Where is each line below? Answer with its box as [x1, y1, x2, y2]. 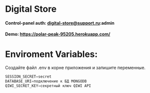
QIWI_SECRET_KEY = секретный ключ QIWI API [5, 84, 91, 89]
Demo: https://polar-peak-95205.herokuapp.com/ [5, 31, 111, 37]
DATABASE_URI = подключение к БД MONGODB [5, 79, 87, 84]
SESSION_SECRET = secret [5, 74, 52, 79]
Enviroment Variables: [5, 48, 98, 60]
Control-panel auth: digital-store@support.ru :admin [5, 20, 115, 26]
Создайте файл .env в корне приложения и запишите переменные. [5, 65, 146, 71]
